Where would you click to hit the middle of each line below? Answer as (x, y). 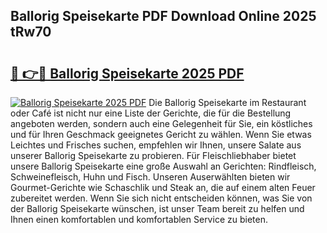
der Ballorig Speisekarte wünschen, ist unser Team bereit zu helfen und (157, 208)
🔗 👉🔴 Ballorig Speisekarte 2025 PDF (127, 73)
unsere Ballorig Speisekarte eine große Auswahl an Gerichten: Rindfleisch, (163, 166)
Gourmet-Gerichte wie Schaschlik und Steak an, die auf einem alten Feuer (163, 187)
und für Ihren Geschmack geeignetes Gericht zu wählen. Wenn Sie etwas (161, 134)
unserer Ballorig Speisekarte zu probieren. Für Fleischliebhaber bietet (153, 155)
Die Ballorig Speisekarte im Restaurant (227, 102)
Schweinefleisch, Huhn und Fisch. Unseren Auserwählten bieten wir (150, 177)
